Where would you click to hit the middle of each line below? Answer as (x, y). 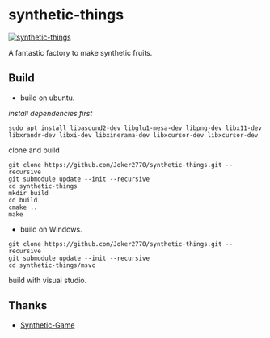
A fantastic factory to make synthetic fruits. (80, 52)
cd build (23, 200)
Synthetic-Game (47, 325)
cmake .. (23, 207)
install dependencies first (51, 113)
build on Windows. (51, 229)
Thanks (28, 305)
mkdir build (28, 193)
